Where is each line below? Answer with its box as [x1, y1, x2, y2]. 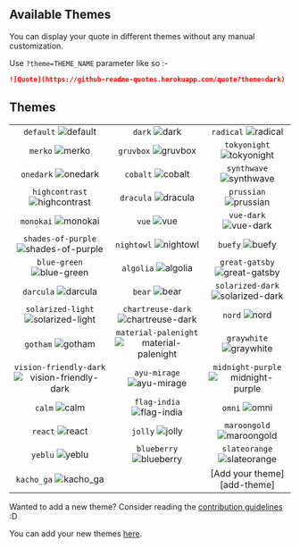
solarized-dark [215, 281, 279, 291]
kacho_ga [15, 474, 54, 485]
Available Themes [9, 7, 112, 22]
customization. [9, 40, 64, 51]
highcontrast [32, 187, 87, 197]
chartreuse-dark [122, 304, 192, 314]
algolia [121, 263, 154, 274]
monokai [20, 216, 53, 226]
